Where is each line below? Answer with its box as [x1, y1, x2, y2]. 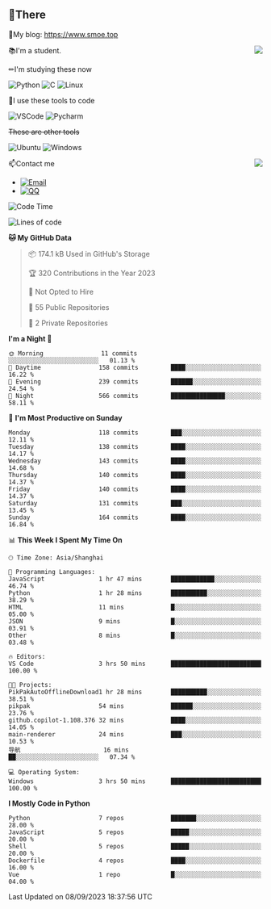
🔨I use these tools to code [8, 95, 95, 105]
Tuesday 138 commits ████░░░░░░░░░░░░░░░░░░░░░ [8, 442, 262, 450]
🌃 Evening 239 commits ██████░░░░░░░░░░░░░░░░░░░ [8, 377, 262, 386]
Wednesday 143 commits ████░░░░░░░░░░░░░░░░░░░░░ [8, 457, 262, 465]
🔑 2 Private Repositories [27, 318, 109, 328]
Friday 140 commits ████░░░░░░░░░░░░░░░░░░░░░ [8, 485, 262, 493]
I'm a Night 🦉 [8, 333, 52, 343]
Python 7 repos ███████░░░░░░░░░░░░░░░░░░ [8, 814, 262, 822]
